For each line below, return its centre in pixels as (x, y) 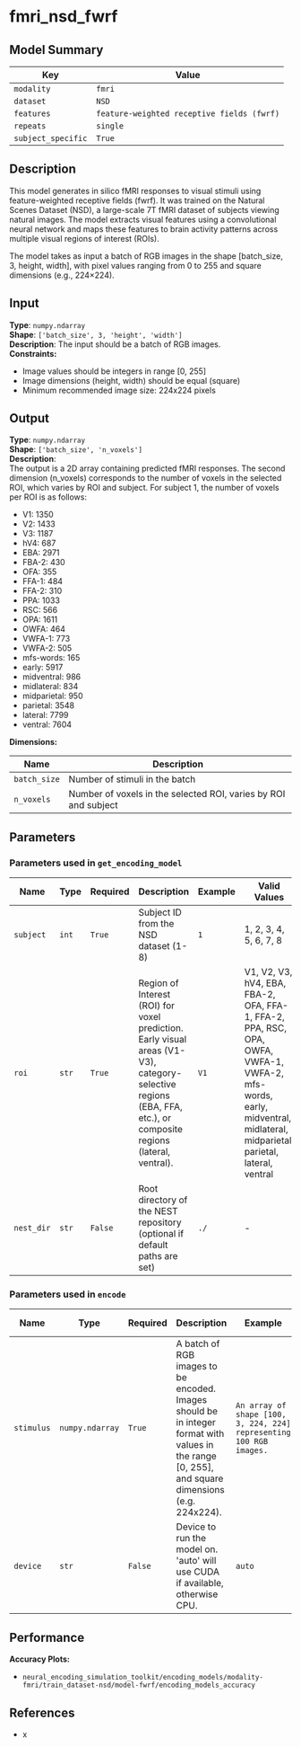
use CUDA (198, 1572)
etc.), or (155, 1118)
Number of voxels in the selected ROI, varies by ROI (177, 794)
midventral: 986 (52, 677)
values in (195, 1445)
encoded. (196, 1388)
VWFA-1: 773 (46, 639)
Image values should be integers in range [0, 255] (114, 371)
